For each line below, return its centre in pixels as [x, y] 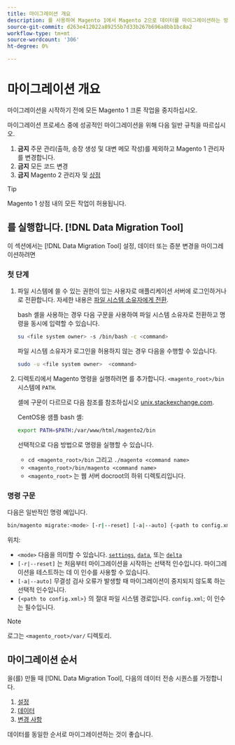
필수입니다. [40, 607]
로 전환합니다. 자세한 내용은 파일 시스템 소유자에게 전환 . [93, 300]
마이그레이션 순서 [42, 660]
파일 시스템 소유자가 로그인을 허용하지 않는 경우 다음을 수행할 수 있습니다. [117, 350]
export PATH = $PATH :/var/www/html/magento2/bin [86, 430]
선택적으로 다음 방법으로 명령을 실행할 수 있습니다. [85, 444]
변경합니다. [40, 157]
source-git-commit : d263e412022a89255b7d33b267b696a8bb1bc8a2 [100, 27]
